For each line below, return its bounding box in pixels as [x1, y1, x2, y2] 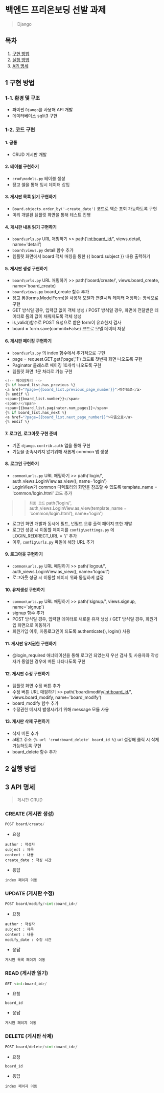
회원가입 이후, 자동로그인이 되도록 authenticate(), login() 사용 [12, 628, 131, 634]
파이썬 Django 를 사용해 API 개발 [12, 107, 73, 113]
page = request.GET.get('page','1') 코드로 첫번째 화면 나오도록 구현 [12, 356, 143, 362]
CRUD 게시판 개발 [12, 151, 47, 157]
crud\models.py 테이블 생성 [12, 175, 66, 181]
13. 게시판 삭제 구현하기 [5, 718, 50, 724]
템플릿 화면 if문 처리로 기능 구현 [12, 368, 72, 374]
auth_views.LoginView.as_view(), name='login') [12, 478, 107, 484]
